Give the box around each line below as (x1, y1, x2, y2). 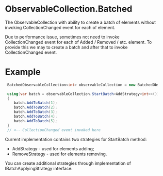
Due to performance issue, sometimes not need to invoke (5, 34, 120, 40)
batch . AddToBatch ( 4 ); (14, 114, 57, 119)
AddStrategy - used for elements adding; (12, 145, 95, 151)
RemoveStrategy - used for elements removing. (12, 151, 107, 157)
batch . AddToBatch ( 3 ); (14, 110, 57, 114)
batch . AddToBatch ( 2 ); (14, 105, 57, 110)
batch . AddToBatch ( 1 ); (14, 100, 57, 105)
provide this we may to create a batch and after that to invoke (5, 44, 128, 50)
